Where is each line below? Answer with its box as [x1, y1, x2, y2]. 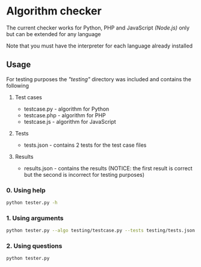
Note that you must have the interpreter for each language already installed [6, 42, 193, 49]
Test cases [14, 93, 42, 100]
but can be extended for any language [6, 30, 101, 37]
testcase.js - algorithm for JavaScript [23, 118, 116, 125]
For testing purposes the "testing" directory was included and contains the [6, 75, 191, 82]
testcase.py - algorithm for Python [23, 105, 110, 112]
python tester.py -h [6, 200, 58, 206]
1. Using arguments [6, 213, 64, 222]
